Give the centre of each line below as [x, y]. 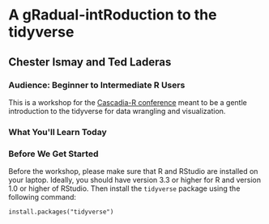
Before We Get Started [53, 154]
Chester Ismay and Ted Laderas [90, 62]
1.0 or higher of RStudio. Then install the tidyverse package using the [124, 188]
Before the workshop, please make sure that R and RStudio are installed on [133, 171]
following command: [43, 197]
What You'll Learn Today [58, 132]
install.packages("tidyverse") [61, 212]
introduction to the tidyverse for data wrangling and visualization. [117, 111]
